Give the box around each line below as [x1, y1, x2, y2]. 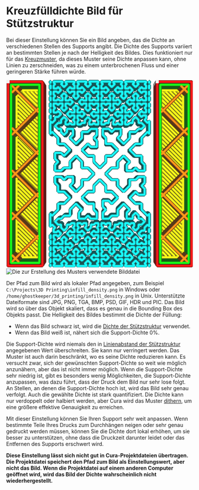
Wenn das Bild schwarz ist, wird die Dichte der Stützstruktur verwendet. [14, 323, 191, 330]
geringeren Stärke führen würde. [6, 68, 86, 75]
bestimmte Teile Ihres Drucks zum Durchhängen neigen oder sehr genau [6, 421, 184, 428]
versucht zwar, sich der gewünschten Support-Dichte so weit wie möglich [6, 359, 187, 366]
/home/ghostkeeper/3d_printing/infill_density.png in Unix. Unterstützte [6, 292, 185, 299]
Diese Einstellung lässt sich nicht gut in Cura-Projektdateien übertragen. [6, 451, 188, 459]
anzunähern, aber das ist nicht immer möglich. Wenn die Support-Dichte [6, 365, 183, 372]
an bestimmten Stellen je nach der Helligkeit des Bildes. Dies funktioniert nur [6, 49, 193, 56]
